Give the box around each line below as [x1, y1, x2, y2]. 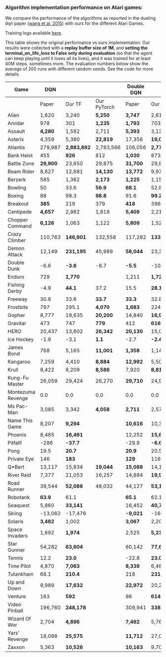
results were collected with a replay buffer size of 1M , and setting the [5, 45, 148, 51]
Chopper [7, 217, 28, 223]
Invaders [7, 532, 28, 539]
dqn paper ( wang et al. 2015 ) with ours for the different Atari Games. [5, 20, 144, 26]
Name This [7, 417, 33, 424]
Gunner [7, 547, 25, 553]
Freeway [7, 296, 28, 303]
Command [7, 222, 32, 229]
